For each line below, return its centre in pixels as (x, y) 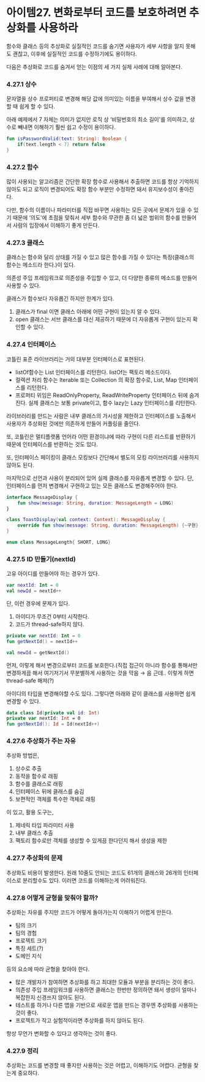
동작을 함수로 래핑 (36, 776)
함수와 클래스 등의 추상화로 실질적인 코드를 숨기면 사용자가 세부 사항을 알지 (95, 46)
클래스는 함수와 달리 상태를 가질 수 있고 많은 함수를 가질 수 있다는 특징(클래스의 (100, 257)
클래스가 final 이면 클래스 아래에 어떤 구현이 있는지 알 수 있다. (88, 312)
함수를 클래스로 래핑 (39, 784)
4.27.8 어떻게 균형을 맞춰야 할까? (52, 898)
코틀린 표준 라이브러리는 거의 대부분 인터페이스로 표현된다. (76, 359)
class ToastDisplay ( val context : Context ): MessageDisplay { (86, 520)
